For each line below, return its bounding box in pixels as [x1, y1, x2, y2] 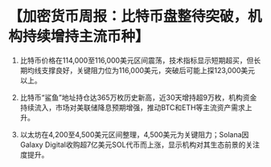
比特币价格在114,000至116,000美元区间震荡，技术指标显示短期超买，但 [19, 55, 254, 65]
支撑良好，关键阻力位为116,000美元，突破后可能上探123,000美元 [41, 65, 256, 75]
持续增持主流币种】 [23, 27, 150, 46]
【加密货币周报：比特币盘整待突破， [8, 7, 248, 26]
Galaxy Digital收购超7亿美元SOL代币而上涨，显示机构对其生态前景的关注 [19, 140, 260, 149]
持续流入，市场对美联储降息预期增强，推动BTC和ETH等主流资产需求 [19, 102, 245, 112]
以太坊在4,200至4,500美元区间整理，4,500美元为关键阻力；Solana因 [19, 129, 249, 139]
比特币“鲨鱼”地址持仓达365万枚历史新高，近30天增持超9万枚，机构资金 [19, 92, 257, 102]
